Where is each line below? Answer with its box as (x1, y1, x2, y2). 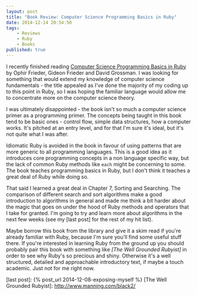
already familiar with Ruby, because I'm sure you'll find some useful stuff (6, 233, 182, 240)
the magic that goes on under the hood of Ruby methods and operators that (6, 203, 189, 210)
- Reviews (16, 31, 41, 36)
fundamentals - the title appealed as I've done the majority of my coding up (6, 82, 189, 89)
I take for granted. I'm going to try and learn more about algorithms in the (6, 209, 183, 216)
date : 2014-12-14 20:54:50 (6, 19, 72, 25)
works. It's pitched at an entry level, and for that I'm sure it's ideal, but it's (6, 124, 184, 131)
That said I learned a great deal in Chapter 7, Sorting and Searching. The (6, 185, 181, 192)
